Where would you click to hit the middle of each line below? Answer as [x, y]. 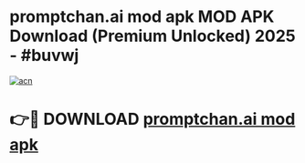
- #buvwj [44, 56]
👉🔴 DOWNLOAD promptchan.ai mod [152, 119]
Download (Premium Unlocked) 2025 [153, 36]
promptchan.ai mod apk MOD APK [142, 17]
